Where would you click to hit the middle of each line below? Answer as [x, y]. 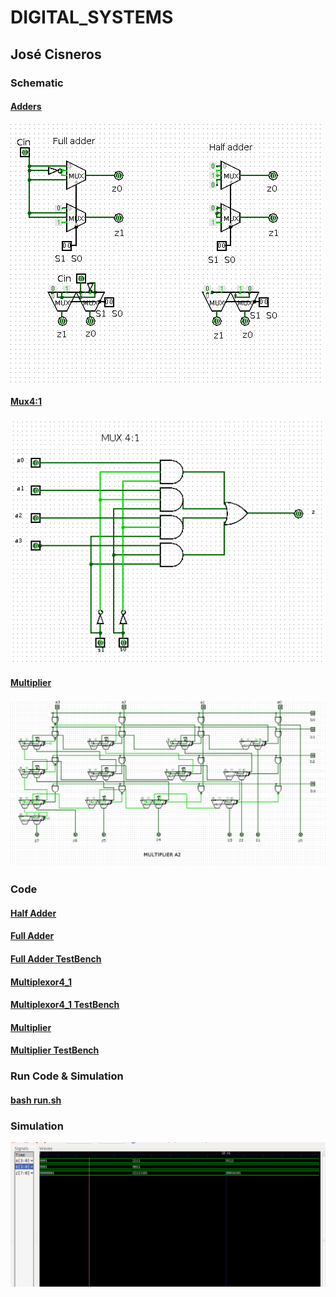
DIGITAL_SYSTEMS [92, 17]
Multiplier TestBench [55, 1050]
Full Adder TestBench [56, 959]
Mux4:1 [26, 402]
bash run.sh [36, 1100]
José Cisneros [56, 54]
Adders [26, 107]
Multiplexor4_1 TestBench [65, 1005]
